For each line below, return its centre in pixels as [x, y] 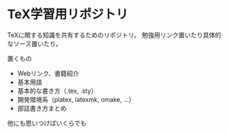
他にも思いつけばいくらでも [47, 123]
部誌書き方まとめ [42, 108]
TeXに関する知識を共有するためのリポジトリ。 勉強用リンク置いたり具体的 [114, 35]
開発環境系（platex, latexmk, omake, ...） [76, 99]
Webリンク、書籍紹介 [48, 73]
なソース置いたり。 [35, 43]
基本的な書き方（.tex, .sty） [57, 91]
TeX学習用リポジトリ [68, 14]
